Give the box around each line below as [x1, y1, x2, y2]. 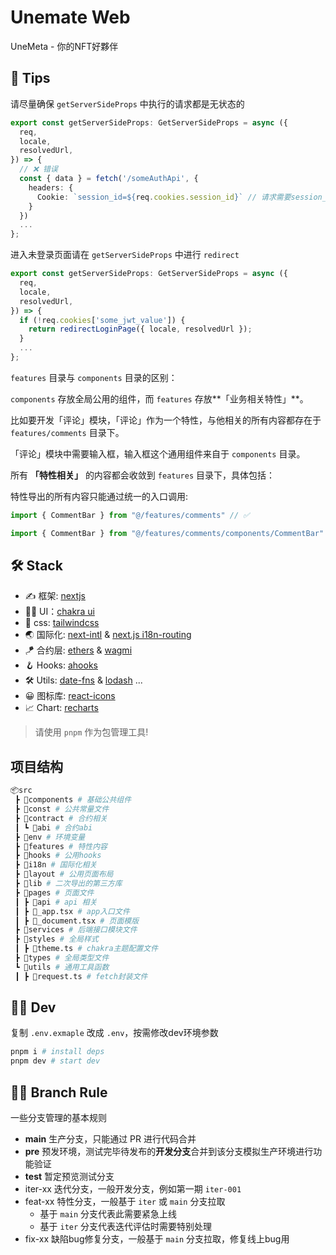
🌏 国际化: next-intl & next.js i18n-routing [24, 629, 192, 641]
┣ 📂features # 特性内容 [14, 841, 108, 851]
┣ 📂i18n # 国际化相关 [14, 860, 98, 870]
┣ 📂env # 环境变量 [14, 832, 86, 842]
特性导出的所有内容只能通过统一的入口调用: [10, 490, 189, 502]
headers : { [28, 182, 74, 193]
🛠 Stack [10, 557, 63, 575]
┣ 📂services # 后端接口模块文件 [14, 925, 138, 935]
